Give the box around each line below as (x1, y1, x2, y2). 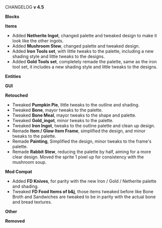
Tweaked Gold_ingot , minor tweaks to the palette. (12, 118, 114, 123)
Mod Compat (5, 169, 32, 175)
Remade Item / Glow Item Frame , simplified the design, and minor (12, 128, 146, 134)
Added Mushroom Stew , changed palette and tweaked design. (12, 43, 140, 49)
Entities (5, 74, 21, 79)
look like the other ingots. (12, 38, 64, 44)
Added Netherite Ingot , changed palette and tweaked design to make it (12, 33, 157, 38)
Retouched (5, 93, 28, 98)
